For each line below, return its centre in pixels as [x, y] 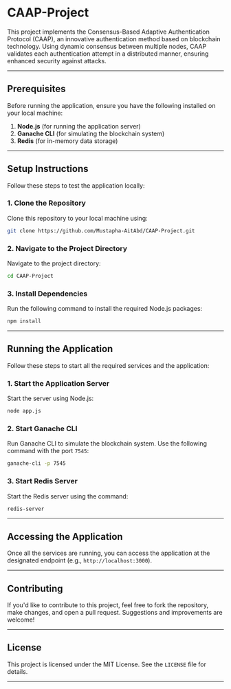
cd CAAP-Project [30, 276]
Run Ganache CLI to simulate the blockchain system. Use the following [107, 444]
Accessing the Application [65, 537]
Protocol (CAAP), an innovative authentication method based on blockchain [114, 39]
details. [18, 671]
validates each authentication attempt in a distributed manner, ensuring [108, 54]
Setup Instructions [48, 169]
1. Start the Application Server [58, 383]
